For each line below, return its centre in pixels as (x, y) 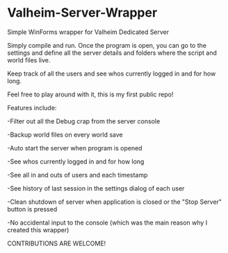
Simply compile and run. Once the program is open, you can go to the (107, 45)
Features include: (32, 107)
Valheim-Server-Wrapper (82, 13)
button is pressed (32, 209)
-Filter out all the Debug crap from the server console (84, 121)
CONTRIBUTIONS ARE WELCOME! (57, 243)
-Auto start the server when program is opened (75, 148)
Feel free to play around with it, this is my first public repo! (90, 94)
